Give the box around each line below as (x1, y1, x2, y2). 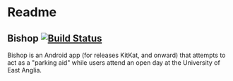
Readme (7, 4, 57, 20)
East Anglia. (7, 66, 42, 74)
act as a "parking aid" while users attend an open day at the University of (7, 58, 220, 67)
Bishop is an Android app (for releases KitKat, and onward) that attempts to (7, 51, 226, 59)
